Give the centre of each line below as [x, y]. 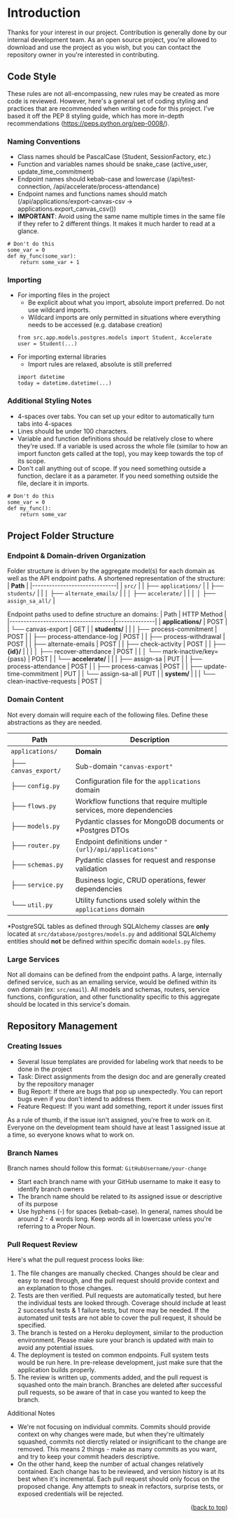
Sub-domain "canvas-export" [124, 766]
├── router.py [35, 845]
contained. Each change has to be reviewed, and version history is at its [121, 1472]
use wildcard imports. [59, 310]
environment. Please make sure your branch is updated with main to [115, 1340]
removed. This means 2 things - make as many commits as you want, [117, 1449]
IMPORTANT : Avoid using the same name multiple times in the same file [121, 216]
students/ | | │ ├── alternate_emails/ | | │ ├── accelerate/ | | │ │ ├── [112, 593]
